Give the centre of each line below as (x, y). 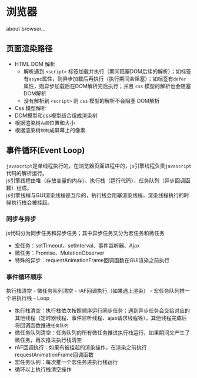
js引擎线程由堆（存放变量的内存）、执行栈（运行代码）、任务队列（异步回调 (96, 180)
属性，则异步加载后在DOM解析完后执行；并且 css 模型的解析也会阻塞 (107, 86)
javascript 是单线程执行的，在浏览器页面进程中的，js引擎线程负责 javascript (99, 166)
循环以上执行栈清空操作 (43, 369)
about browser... (26, 29)
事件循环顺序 (24, 277)
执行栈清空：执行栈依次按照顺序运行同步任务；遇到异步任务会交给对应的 (102, 311)
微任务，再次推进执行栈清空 (48, 340)
